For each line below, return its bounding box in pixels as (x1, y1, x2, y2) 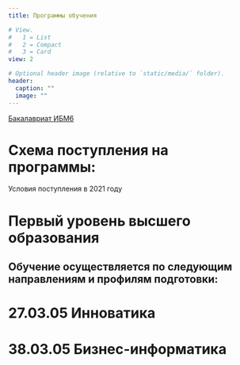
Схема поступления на (8, 141, 169, 159)
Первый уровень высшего (8, 211, 192, 230)
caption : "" (15, 84, 55, 92)
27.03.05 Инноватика (8, 304, 156, 322)
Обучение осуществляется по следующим (8, 260, 233, 274)
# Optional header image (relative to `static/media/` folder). (8, 70, 225, 78)
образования (8, 229, 100, 246)
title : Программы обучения (8, 11, 97, 20)
